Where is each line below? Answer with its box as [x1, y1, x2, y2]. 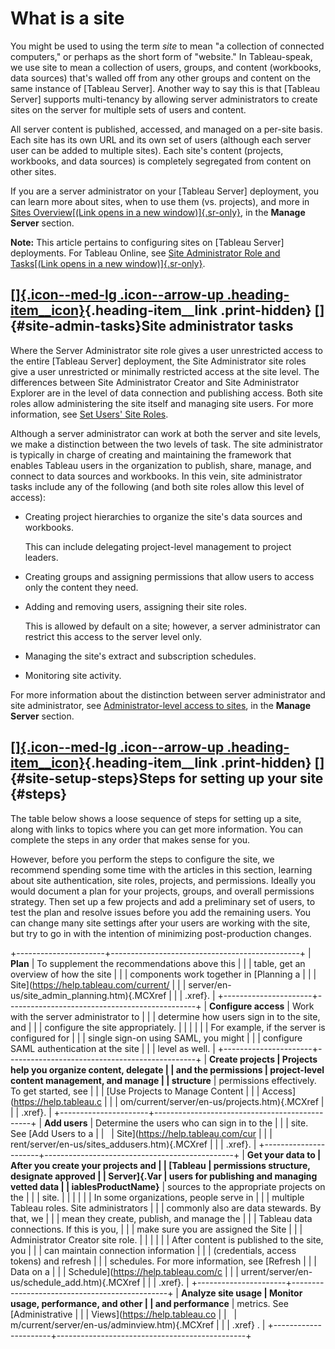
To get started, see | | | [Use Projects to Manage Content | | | [10, 1085, 260, 1097]
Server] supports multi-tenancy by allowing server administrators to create [10, 93, 318, 105]
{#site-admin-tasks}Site [10, 318, 167, 335]
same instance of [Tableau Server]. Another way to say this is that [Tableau [10, 82, 321, 94]
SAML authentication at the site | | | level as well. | [10, 1042, 216, 1054]
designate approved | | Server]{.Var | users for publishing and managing [10, 1170, 318, 1182]
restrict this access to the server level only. [24, 630, 203, 642]
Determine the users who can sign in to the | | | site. [95, 1117, 309, 1129]
